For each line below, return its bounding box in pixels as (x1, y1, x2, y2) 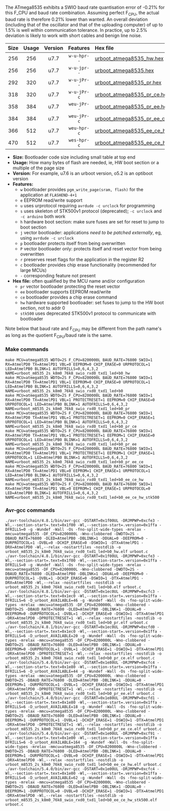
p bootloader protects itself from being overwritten (20, 240, 125, 246)
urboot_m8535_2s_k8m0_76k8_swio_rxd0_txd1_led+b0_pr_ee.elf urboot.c (5, 691, 155, 696)
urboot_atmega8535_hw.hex (95, 55, 164, 62)
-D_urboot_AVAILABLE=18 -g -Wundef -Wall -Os (27, 704, 125, 709)
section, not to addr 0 (20, 305, 65, 311)
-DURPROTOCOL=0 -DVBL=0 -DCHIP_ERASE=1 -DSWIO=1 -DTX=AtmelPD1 (27, 788, 164, 794)
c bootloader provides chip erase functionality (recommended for (20, 262, 157, 268)
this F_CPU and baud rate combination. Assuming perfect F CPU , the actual (5, 10, 159, 17)
